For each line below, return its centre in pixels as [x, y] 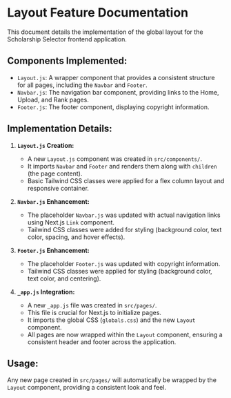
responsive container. [58, 188]
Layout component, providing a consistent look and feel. [87, 388]
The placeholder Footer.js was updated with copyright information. [124, 263]
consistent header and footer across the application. [102, 342]
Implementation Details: [60, 129]
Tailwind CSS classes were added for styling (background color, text [124, 229]
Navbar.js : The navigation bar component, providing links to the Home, [118, 92]
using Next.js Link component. [71, 222]
